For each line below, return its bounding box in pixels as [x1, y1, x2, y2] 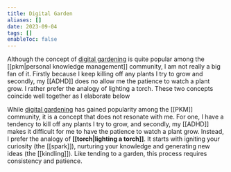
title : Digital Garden [7, 10, 73, 17]
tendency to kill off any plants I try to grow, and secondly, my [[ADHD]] [7, 120, 209, 128]
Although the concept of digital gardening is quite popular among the [7, 55, 205, 63]
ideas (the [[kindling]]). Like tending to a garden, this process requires [7, 150, 207, 158]
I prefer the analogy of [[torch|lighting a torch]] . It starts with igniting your [7, 135, 220, 143]
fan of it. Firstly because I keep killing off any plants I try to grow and [7, 70, 203, 78]
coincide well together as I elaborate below [7, 92, 130, 101]
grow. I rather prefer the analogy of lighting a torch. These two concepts [7, 85, 214, 93]
